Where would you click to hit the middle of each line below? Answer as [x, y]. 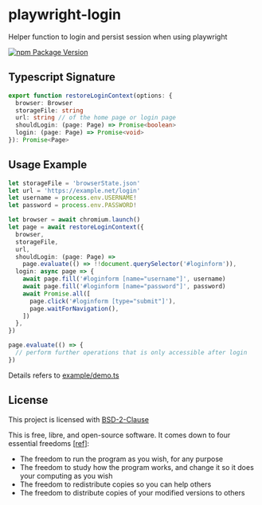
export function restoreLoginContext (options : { [90, 96]
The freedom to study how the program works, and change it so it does [137, 467]
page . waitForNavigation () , [74, 308]
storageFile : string [49, 110]
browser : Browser [44, 103]
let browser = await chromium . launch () [74, 220]
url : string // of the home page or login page [96, 118]
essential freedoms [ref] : [49, 443]
